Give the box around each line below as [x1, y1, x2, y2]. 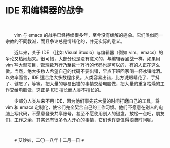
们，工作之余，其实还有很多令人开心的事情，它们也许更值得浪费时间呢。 [5, 117, 156, 123]
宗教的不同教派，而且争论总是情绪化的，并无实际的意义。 [5, 38, 125, 44]
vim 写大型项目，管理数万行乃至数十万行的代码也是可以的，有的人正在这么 [5, 62, 160, 68]
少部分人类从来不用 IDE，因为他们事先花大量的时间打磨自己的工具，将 [14, 97, 160, 104]
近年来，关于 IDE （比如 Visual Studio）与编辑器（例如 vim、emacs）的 [14, 49, 163, 55]
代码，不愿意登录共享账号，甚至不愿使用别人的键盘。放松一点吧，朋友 [18, 110, 165, 116]
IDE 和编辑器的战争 [5, 5, 84, 16]
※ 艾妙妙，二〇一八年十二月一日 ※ [14, 137, 84, 143]
